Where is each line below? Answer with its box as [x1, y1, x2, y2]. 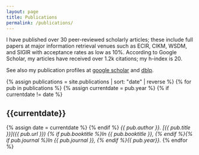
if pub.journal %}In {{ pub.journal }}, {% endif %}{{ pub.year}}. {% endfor [6, 137, 188, 144]
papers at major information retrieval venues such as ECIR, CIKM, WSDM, [6, 42, 187, 49]
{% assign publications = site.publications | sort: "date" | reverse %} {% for [6, 78, 192, 85]
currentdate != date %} [6, 91, 63, 98]
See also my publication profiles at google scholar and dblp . [6, 67, 154, 74]
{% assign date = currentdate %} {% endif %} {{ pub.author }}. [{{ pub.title [6, 124, 191, 131]
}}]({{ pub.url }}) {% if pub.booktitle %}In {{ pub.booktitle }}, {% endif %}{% [6, 131, 193, 138]
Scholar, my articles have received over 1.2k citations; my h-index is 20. [6, 55, 183, 63]
